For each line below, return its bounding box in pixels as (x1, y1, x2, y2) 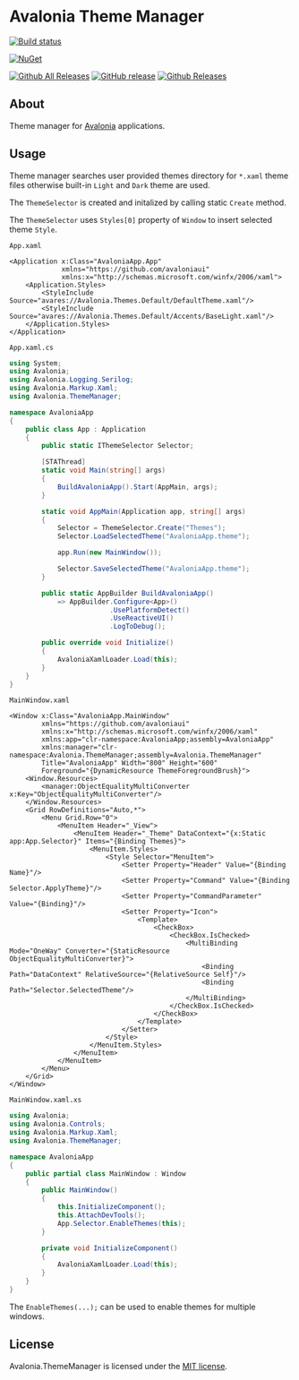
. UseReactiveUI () (108, 613, 175, 623)
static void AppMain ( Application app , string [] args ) (41, 507, 246, 516)
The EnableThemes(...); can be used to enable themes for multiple (9, 1301, 256, 1312)
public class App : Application (25, 424, 146, 433)
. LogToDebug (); (108, 622, 167, 631)
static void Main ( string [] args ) (41, 466, 167, 476)
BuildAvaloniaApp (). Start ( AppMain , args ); (56, 482, 218, 492)
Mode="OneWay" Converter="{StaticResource (9, 947, 170, 956)
